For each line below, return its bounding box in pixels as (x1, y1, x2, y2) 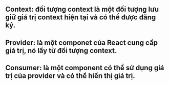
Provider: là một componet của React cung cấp (5, 38, 158, 47)
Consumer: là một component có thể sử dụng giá (5, 64, 164, 72)
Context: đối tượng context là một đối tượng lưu (5, 5, 159, 14)
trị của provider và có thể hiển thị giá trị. (5, 72, 135, 80)
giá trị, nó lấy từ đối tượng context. (5, 46, 117, 55)
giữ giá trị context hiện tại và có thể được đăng (5, 13, 156, 22)
